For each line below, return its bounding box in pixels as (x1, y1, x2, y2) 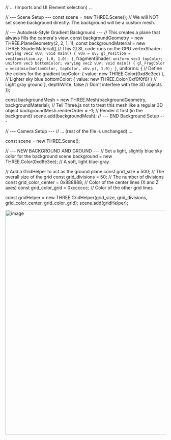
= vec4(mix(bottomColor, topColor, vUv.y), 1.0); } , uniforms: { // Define (5, 66, 162, 71)
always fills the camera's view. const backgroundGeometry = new (5, 35, 144, 41)
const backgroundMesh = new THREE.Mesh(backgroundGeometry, (5, 97, 147, 103)
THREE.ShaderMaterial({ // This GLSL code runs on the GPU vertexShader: (5, 46, 162, 51)
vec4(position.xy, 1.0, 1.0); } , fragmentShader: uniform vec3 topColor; (5, 55, 163, 61)
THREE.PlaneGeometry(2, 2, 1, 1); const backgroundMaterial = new (5, 40, 146, 46)
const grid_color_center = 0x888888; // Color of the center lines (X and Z (5, 179, 159, 185)
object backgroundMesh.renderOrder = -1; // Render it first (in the (5, 108, 143, 113)
